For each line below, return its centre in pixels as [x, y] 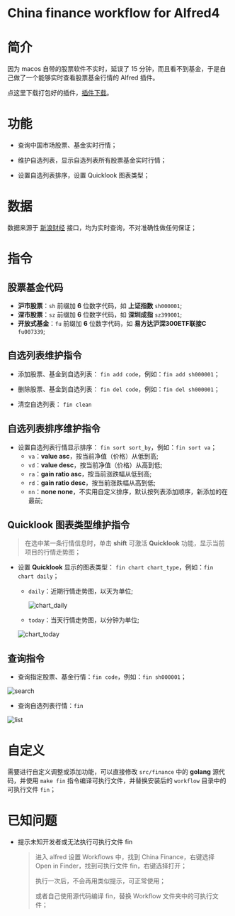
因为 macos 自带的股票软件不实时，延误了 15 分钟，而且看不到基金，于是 [114, 69]
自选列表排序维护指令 [54, 429]
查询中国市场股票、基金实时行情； [67, 145]
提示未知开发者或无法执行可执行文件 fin [75, 842]
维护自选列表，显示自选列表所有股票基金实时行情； [92, 160]
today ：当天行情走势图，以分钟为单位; [84, 620]
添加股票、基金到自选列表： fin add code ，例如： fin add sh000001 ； [119, 374]
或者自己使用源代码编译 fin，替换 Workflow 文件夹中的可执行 [124, 896]
